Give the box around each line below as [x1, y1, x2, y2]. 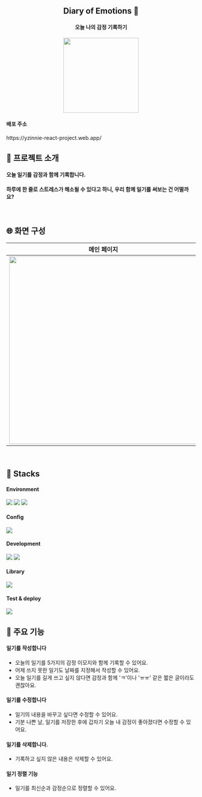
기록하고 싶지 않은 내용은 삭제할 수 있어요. [14, 755, 113, 763]
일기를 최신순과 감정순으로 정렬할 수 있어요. [14, 784, 117, 792]
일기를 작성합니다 [6, 644, 47, 652]
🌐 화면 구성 [6, 226, 46, 236]
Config [6, 513, 24, 520]
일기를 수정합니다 [6, 696, 47, 703]
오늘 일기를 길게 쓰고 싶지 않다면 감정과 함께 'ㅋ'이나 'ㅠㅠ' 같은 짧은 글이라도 [14, 674, 194, 681]
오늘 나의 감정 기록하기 [75, 23, 127, 31]
